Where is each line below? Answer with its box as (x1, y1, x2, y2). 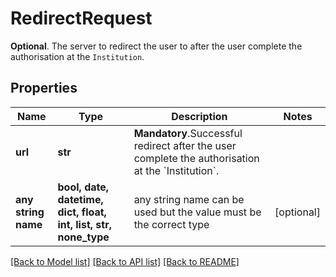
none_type (57, 230, 110, 244)
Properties (10, 80, 78, 97)
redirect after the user (133, 138, 237, 152)
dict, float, (57, 205, 107, 219)
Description (171, 109, 228, 123)
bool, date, (57, 180, 110, 194)
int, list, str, (57, 217, 112, 231)
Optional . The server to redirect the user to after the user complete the (10, 40, 303, 52)
